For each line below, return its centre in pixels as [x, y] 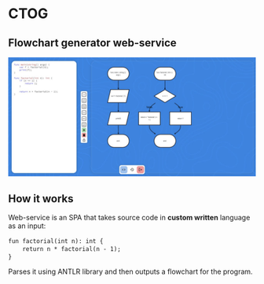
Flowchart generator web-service [92, 43]
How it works [41, 199]
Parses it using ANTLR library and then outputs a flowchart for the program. [130, 271]
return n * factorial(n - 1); [72, 249]
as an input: [27, 226]
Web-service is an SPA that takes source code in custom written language [129, 217]
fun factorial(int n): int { [56, 241]
